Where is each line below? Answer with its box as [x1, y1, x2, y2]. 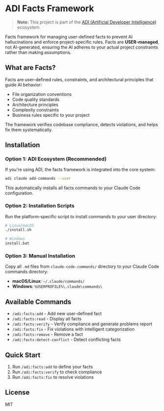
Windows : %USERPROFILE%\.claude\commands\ [12, 283, 103, 289]
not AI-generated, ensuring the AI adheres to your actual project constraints [5, 44, 158, 50]
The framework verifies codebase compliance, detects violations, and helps [5, 121, 158, 127]
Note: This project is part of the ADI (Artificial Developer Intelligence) [17, 19, 157, 25]
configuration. [5, 190, 33, 196]
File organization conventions [12, 91, 72, 97]
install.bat [5, 241, 29, 246]
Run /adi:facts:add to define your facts [12, 364, 93, 370]
